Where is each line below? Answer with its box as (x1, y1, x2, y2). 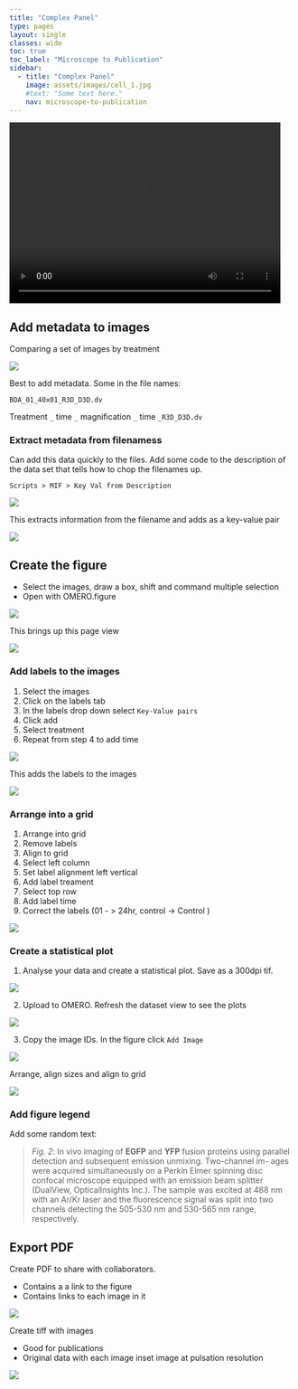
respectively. (31, 1214, 79, 1224)
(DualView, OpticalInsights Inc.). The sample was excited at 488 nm (31, 1185, 283, 1195)
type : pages (9, 22, 54, 31)
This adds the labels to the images (9, 768, 137, 779)
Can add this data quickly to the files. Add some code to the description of (9, 454, 286, 466)
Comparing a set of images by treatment (9, 344, 160, 354)
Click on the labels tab (22, 695, 106, 706)
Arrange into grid (22, 828, 87, 839)
